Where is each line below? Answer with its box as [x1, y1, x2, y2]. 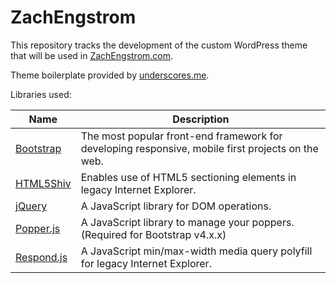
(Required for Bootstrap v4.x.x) [80, 227, 227, 241]
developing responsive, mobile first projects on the [80, 141, 319, 155]
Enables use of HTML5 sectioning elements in [80, 170, 297, 184]
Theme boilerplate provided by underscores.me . [10, 69, 210, 81]
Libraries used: [10, 88, 72, 100]
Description [172, 112, 230, 126]
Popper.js [15, 221, 61, 235]
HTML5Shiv [15, 176, 72, 190]
